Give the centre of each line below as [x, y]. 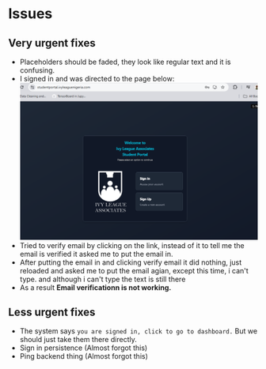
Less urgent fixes [52, 313]
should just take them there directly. [78, 340]
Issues [30, 14]
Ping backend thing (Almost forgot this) [84, 356]
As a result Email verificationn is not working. [95, 287]
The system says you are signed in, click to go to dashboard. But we [139, 331]
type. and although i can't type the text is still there [103, 279]
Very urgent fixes [52, 43]
